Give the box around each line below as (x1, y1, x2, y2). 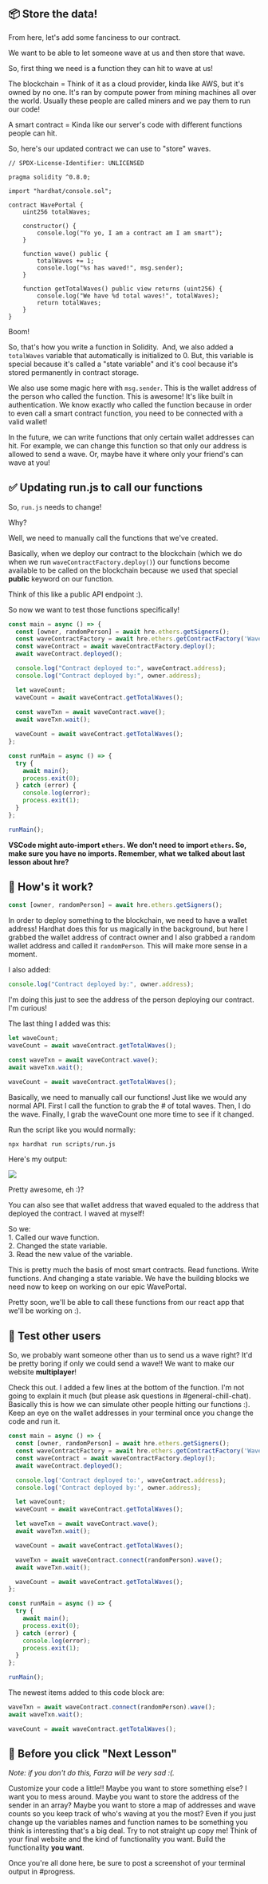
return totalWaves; (37, 298, 102, 306)
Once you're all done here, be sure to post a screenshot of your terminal (8, 1858, 246, 1868)
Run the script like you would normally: (8, 1125, 136, 1134)
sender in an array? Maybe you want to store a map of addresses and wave (8, 1800, 256, 1810)
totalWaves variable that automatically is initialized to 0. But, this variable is (8, 350, 254, 360)
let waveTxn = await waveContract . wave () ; (15, 1519, 159, 1528)
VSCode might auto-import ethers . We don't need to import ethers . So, (8, 840, 247, 849)
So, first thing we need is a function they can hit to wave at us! (8, 63, 213, 73)
